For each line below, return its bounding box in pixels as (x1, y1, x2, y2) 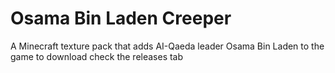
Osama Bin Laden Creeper (10, 7, 232, 30)
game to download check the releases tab (10, 50, 184, 62)
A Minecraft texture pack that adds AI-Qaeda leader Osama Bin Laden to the (10, 40, 325, 52)
